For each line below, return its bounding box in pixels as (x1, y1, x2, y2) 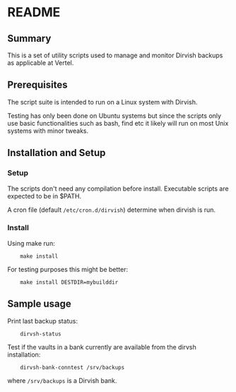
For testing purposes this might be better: (7, 265, 129, 273)
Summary (7, 32, 52, 44)
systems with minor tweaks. (7, 126, 89, 135)
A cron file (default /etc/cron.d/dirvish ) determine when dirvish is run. (7, 206, 216, 214)
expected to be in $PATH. (7, 191, 82, 200)
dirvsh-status (20, 330, 61, 338)
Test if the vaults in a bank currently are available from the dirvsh (7, 343, 196, 351)
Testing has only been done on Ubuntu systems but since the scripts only (7, 111, 221, 120)
